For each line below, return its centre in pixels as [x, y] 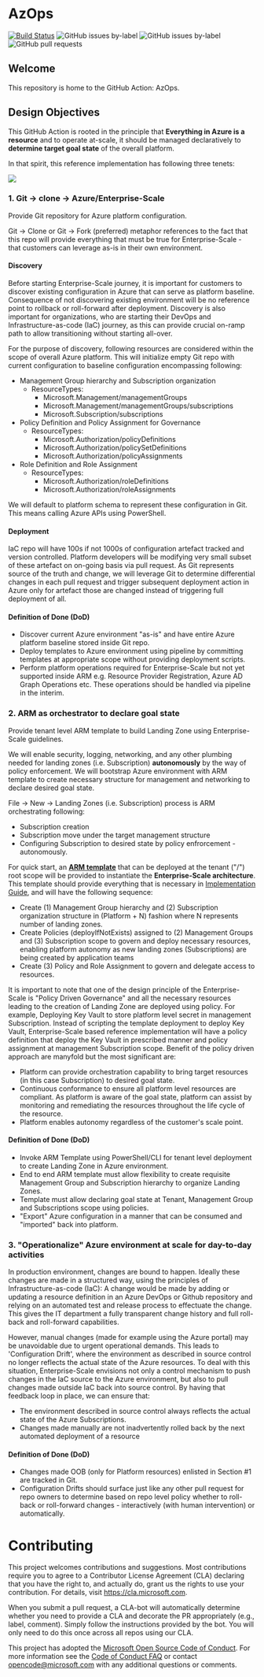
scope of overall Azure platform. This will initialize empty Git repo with [121, 357]
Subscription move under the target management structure [115, 835]
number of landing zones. [61, 924]
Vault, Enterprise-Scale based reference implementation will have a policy [128, 1031]
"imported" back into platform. [69, 1224]
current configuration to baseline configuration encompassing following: [125, 365]
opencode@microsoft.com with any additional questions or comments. [123, 1665]
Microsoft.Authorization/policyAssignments [113, 456]
